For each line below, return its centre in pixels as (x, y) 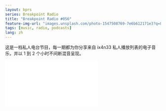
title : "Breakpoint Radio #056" (38, 19)
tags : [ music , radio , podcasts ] (38, 28)
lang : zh (14, 33)
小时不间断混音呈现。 (62, 53)
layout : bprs (19, 10)
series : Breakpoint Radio (32, 14)
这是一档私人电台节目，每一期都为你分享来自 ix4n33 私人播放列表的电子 (78, 47)
